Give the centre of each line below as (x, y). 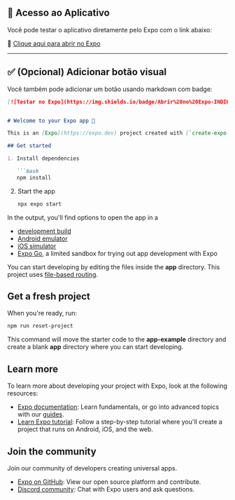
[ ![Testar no (26, 102)
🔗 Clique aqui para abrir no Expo (54, 43)
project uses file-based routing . (53, 274)
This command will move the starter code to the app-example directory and (117, 339)
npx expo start (40, 204)
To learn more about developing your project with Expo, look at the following (117, 386)
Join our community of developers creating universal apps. (92, 468)
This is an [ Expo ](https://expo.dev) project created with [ (98, 133)
